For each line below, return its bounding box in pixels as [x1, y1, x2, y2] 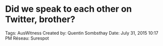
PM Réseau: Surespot [5, 35, 49, 41]
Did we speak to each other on [5, 3, 132, 15]
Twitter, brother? [5, 14, 76, 25]
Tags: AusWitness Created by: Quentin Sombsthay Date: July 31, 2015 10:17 [5, 30, 159, 36]
